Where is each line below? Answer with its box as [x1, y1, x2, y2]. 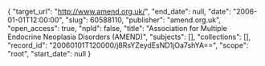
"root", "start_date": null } [7, 49, 92, 58]
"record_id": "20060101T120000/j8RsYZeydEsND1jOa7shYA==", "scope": [7, 41, 249, 50]
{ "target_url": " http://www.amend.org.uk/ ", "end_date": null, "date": [7, 7, 231, 16]
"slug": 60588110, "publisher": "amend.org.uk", [65, 15, 222, 25]
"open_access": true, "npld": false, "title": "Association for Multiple [7, 24, 228, 33]
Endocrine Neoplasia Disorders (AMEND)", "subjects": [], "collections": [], [7, 32, 251, 41]
